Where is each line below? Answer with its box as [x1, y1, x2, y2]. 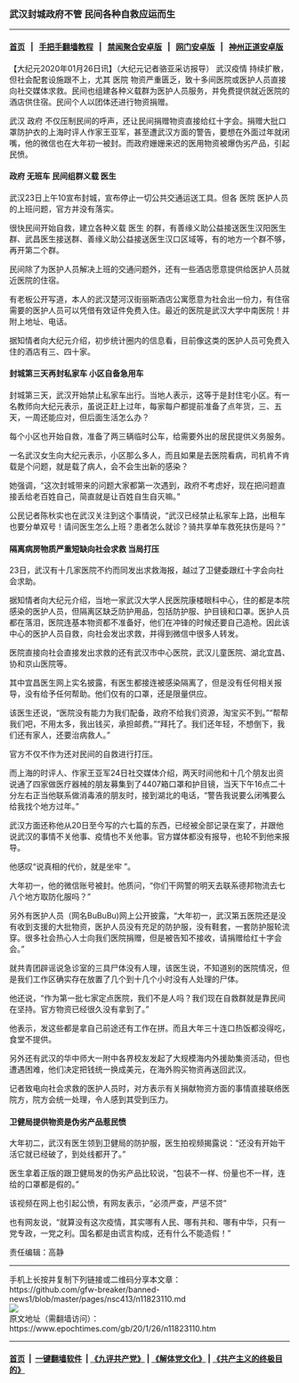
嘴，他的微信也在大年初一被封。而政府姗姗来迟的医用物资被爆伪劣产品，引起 [9, 137, 290, 148]
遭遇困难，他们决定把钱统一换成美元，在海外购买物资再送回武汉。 [9, 1064, 251, 1075]
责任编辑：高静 [9, 1247, 64, 1258]
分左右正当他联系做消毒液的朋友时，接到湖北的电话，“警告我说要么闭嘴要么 [9, 790, 287, 801]
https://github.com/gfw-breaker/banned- [9, 1284, 160, 1295]
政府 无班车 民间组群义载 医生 [9, 171, 117, 182]
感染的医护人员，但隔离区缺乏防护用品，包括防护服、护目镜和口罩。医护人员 [9, 606, 290, 617]
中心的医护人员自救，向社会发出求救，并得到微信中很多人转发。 [9, 629, 243, 639]
